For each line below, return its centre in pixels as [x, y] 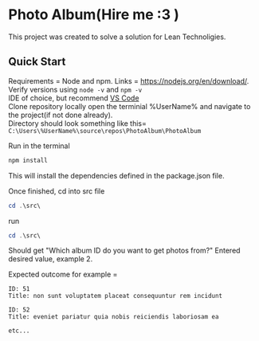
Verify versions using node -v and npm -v [75, 89]
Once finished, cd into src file [57, 191]
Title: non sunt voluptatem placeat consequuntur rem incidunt [116, 296]
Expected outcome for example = [63, 274]
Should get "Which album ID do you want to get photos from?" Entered [124, 251]
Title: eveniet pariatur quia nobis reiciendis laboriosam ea [114, 317]
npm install [28, 160]
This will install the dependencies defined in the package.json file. [116, 175]
